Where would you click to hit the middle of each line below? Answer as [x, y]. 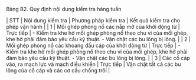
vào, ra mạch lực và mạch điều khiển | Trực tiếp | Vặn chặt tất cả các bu [94, 64]
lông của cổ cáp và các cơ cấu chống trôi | [58, 70]
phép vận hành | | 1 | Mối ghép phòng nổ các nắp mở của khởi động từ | [93, 27]
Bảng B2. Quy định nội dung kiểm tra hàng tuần [64, 9]
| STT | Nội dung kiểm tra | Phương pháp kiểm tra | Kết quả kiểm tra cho [93, 20]
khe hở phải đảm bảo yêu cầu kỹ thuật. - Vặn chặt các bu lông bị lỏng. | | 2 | [98, 39]
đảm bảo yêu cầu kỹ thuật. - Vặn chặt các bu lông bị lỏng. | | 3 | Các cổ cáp [98, 58]
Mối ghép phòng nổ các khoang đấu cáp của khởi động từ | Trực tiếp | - [93, 45]
